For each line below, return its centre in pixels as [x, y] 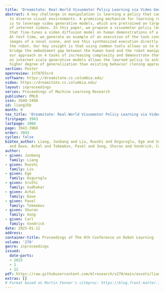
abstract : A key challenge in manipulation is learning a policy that [78, 14]
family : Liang [24, 160]
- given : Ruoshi [21, 165]
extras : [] [16, 278]
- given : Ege [18, 174]
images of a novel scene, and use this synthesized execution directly [84, 42]
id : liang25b [18, 105]
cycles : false [20, 137]
